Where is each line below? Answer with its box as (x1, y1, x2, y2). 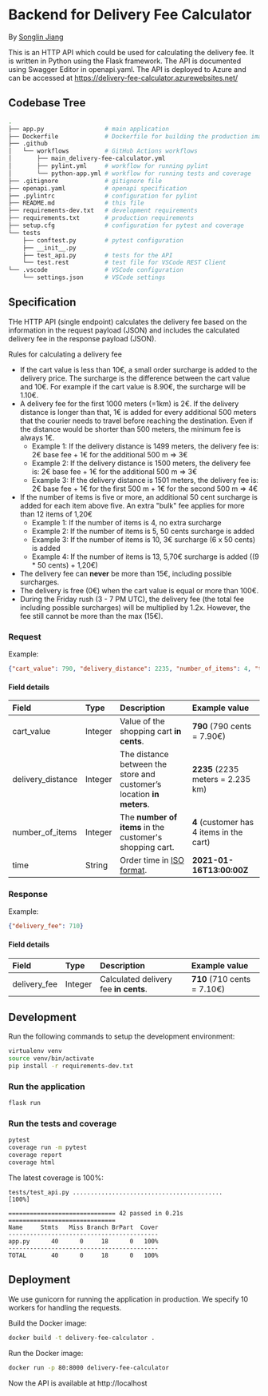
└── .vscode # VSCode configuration (8, 266, 183, 274)
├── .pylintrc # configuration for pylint (8, 192, 198, 200)
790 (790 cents (191, 721, 252, 732)
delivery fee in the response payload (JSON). (8, 333, 157, 343)
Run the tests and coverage (8, 1118, 117, 1129)
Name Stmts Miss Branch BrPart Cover (8, 1223, 159, 1231)
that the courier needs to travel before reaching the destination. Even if (19, 416, 254, 425)
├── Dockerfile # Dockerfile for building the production (8, 132, 248, 141)
